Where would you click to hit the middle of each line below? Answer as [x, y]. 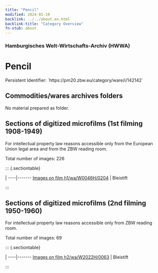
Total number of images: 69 [34, 238]
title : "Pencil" [22, 10]
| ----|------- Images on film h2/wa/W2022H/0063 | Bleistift [67, 257]
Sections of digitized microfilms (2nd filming [76, 203]
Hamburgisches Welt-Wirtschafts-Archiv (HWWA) [68, 46]
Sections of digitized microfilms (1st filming [74, 124]
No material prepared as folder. [37, 108]
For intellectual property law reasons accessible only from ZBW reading [79, 223]
